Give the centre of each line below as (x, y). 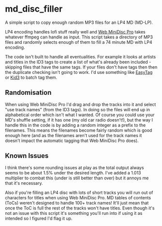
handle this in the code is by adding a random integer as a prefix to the (75, 125)
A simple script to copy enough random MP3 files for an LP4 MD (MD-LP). (79, 22)
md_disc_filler (34, 9)
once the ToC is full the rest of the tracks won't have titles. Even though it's (80, 208)
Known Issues (27, 156)
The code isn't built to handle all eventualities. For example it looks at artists (81, 56)
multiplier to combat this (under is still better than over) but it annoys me (77, 178)
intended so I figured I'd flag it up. (39, 218)
